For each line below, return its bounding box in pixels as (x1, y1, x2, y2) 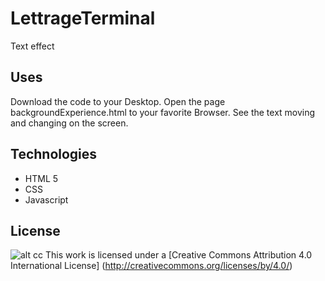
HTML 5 (24, 172, 59, 184)
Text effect (10, 40, 55, 52)
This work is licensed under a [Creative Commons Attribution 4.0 (44, 249, 313, 261)
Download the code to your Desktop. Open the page (10, 95, 226, 107)
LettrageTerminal (10, 7, 156, 30)
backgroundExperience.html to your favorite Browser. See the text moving (10, 106, 316, 118)
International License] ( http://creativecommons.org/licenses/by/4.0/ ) (10, 260, 293, 272)
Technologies (10, 146, 98, 163)
